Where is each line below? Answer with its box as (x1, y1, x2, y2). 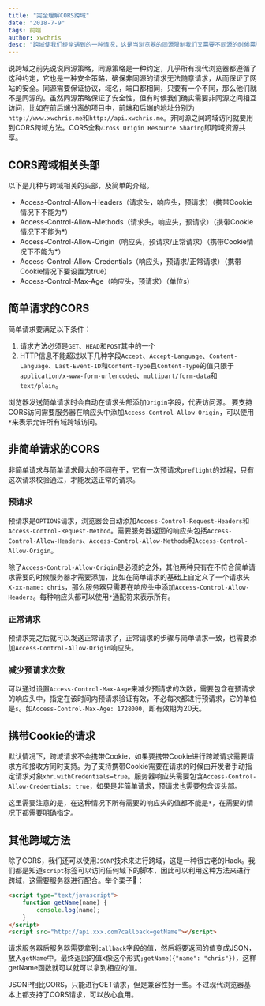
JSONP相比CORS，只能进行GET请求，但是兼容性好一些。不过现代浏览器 (8, 980, 244, 989)
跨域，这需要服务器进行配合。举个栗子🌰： (8, 876, 144, 885)
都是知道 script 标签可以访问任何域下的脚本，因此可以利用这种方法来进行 (14, 866, 251, 876)
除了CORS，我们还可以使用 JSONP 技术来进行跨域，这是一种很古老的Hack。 (8, 856, 248, 865)
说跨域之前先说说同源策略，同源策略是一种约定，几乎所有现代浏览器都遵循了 (8, 64, 257, 73)
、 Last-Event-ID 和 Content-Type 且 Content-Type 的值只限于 (48, 360, 234, 370)
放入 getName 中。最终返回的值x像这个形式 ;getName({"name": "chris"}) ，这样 (8, 953, 257, 963)
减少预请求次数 (8, 665, 65, 676)
